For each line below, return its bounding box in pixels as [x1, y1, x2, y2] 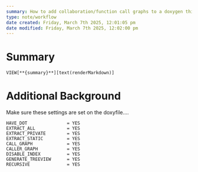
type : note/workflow [6, 14, 57, 20]
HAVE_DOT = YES [6, 120, 81, 127]
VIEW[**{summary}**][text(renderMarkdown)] [6, 70, 115, 76]
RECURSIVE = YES [6, 161, 81, 168]
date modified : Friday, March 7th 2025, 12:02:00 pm [6, 25, 138, 31]
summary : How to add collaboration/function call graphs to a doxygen [6, 8, 183, 15]
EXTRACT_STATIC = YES [6, 136, 81, 142]
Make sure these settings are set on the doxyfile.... [6, 109, 129, 116]
